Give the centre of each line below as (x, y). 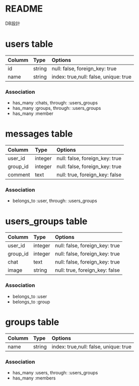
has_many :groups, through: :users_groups (57, 108)
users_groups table (46, 221)
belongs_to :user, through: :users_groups (55, 201)
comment (19, 175)
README (24, 9)
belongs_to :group (31, 302)
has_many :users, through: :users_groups (55, 372)
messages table (39, 134)
